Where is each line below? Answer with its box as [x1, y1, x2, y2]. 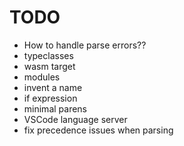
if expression [23, 92, 78, 104]
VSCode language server [23, 113, 128, 125]
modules [23, 71, 61, 83]
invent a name [23, 81, 83, 93]
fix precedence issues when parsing [23, 124, 174, 136]
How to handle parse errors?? [23, 39, 147, 51]
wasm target [23, 60, 76, 72]
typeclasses [23, 49, 74, 61]
